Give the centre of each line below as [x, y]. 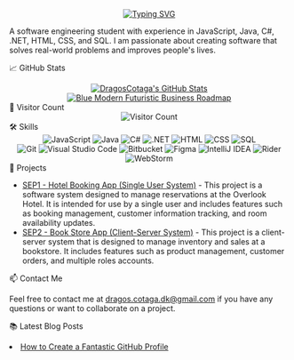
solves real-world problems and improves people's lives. [112, 50]
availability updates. [59, 223]
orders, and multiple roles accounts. [88, 260]
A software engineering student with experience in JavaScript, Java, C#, [142, 31]
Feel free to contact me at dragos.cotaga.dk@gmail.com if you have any [141, 299]
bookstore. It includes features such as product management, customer [153, 251]
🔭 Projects [28, 168]
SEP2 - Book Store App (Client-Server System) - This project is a [141, 232]
